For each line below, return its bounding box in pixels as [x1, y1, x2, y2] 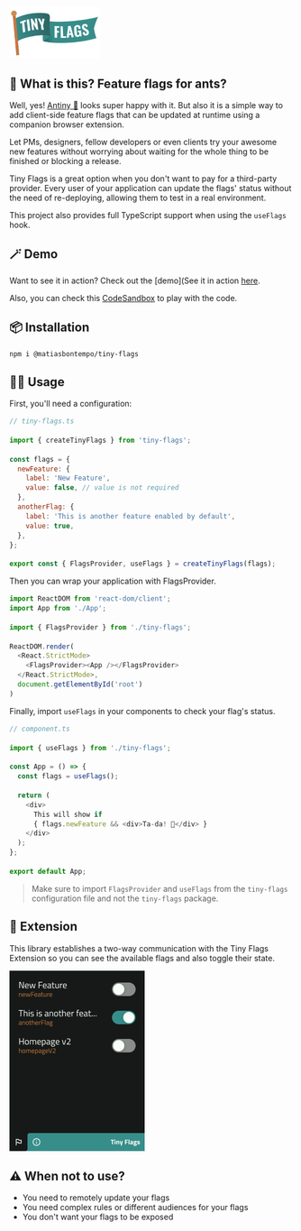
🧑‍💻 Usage [9, 374, 65, 390]
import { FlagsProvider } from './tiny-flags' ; [9, 622, 192, 632]
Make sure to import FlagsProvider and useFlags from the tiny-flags [31, 883, 288, 894]
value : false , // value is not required [25, 483, 179, 492]
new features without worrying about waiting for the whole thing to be [9, 146, 269, 157]
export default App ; [9, 867, 87, 876]
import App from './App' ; [9, 604, 106, 613]
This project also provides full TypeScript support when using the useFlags [9, 209, 287, 220]
